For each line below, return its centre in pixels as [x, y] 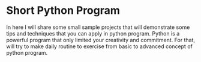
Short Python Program [63, 11]
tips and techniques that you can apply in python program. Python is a [93, 33]
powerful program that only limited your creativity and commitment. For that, [100, 40]
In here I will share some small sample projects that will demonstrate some [98, 27]
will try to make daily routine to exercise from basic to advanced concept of [100, 46]
